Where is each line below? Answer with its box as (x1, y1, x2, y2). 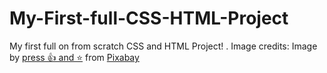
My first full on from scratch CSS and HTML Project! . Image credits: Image (9, 40, 318, 52)
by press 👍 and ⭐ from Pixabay (9, 51, 140, 63)
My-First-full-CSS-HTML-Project (9, 7, 289, 30)
